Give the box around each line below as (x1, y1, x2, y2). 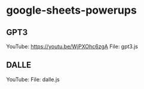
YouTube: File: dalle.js (6, 75, 60, 83)
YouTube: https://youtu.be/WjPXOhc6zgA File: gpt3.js (6, 43, 139, 50)
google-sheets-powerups (6, 4, 137, 17)
